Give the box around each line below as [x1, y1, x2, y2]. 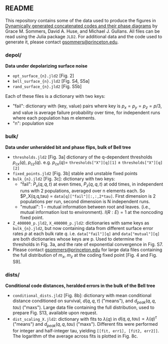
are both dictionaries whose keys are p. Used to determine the [12, 236, 143, 242]
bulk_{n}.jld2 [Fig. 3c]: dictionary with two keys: [12, 176, 115, 182]
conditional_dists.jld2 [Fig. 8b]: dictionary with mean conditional [12, 292, 152, 298]
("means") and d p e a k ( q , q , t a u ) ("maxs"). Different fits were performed [12, 321, 158, 328]
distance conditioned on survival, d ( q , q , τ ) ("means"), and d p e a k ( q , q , [12, 298, 156, 305]
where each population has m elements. [12, 114, 96, 121]
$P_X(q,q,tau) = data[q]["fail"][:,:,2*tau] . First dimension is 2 [20, 193, 156, 199]
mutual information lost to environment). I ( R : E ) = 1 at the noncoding [20, 209, 163, 215]
